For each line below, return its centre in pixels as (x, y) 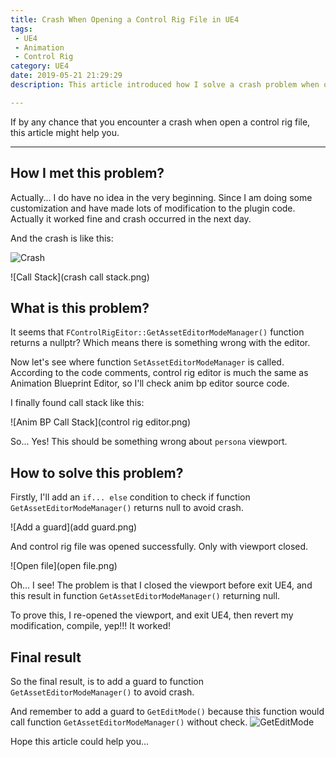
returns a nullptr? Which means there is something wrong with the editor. (160, 343)
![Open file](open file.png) (64, 566)
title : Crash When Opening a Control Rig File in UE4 (125, 19)
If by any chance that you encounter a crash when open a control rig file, (160, 122)
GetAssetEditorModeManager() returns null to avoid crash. (127, 508)
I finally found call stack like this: (77, 403)
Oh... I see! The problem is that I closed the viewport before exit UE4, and (161, 585)
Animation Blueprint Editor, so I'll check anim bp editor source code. (150, 383)
